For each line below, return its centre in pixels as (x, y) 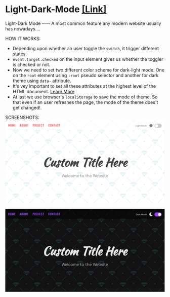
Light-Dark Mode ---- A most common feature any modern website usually (83, 23)
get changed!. (27, 107)
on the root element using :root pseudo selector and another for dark (86, 75)
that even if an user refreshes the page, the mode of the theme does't (85, 102)
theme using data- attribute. (42, 81)
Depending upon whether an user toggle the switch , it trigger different (86, 48)
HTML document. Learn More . (44, 91)
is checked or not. (31, 64)
